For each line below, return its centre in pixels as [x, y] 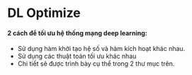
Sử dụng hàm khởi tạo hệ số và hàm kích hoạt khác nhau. [101, 49]
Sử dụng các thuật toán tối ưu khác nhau [77, 56]
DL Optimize [44, 13]
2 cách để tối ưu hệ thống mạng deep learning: [77, 33]
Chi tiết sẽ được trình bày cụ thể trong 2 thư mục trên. [96, 64]
